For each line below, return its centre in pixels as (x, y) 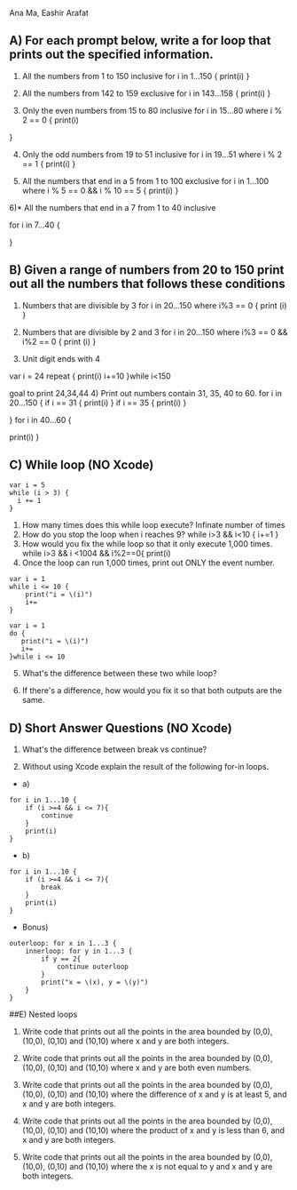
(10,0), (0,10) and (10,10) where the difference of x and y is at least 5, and (154, 1094)
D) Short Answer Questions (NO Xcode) (121, 728)
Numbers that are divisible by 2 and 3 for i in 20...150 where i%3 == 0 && (155, 331)
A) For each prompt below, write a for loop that (140, 40)
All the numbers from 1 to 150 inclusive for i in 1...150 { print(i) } (136, 76)
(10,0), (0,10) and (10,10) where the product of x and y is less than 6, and (153, 1130)
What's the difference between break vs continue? (114, 749)
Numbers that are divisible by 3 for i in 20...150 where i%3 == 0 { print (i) (154, 305)
